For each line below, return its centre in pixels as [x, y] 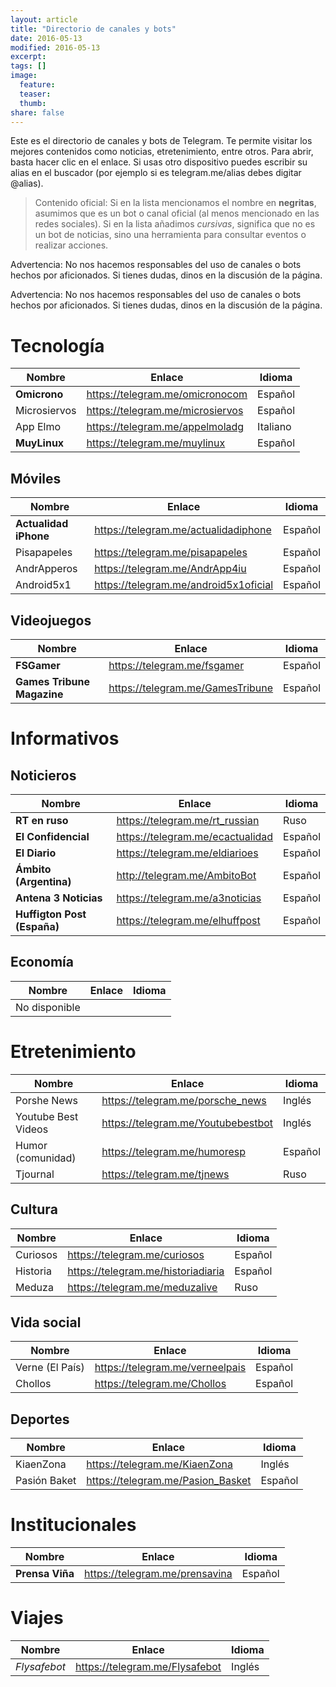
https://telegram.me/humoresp [173, 1151]
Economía [42, 962]
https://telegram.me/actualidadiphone [183, 530]
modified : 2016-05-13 [55, 47]
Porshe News [46, 1100]
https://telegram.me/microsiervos [165, 411]
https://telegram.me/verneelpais [170, 1368]
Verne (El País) [50, 1368]
